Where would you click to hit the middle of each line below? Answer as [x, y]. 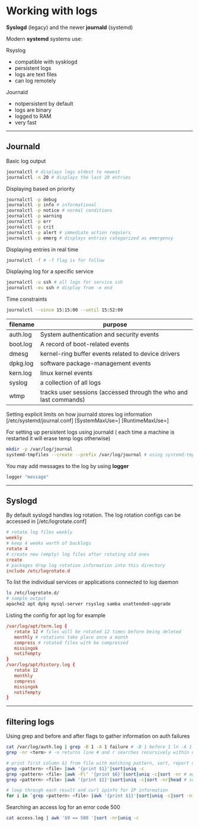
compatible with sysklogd [46, 62]
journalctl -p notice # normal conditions [59, 211]
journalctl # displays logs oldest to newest [63, 172]
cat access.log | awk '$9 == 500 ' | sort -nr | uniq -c [73, 818]
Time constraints [27, 299]
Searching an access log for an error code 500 [63, 807]
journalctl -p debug [32, 200]
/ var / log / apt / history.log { [41, 665]
